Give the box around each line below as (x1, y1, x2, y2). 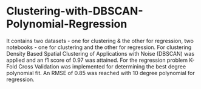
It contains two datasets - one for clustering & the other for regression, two (6, 37, 194, 44)
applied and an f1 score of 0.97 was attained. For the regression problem (6, 56, 188, 64)
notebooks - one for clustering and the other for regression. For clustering (6, 44, 192, 51)
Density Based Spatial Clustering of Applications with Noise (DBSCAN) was (6, 50, 195, 57)
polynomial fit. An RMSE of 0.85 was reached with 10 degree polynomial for (6, 69, 196, 76)
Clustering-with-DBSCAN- (6, 4, 144, 18)
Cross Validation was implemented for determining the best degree (18, 62, 186, 70)
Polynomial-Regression (6, 17, 128, 31)
